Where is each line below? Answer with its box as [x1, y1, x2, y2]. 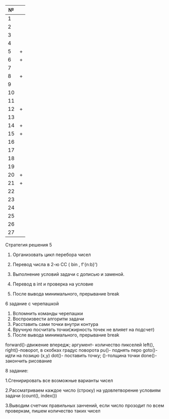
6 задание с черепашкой [5, 301, 59, 307]
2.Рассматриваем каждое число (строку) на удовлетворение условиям [5, 387, 161, 393]
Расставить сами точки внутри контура [12, 321, 99, 327]
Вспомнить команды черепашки [12, 311, 83, 316]
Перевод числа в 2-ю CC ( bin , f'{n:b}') [12, 262, 98, 267]
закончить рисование [5, 358, 52, 364]
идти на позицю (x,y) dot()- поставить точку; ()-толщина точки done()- [5, 353, 157, 358]
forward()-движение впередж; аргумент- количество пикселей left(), [5, 342, 154, 348]
